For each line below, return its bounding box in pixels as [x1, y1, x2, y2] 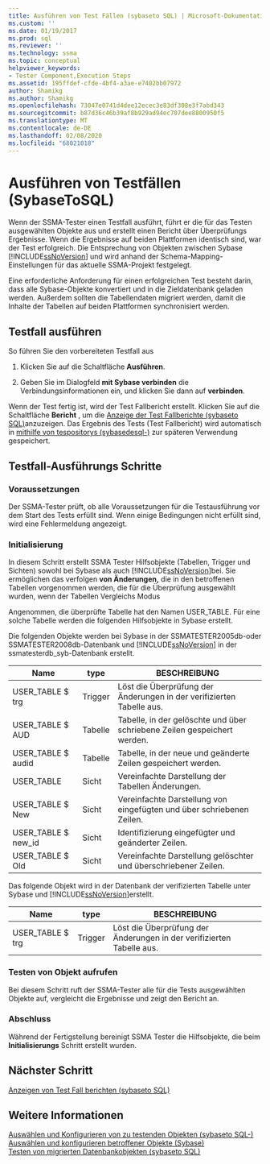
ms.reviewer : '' [8, 42, 63, 50]
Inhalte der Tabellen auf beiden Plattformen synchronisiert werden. [8, 301, 230, 311]
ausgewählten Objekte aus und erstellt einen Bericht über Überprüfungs [8, 226, 247, 236]
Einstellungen [8, 260, 54, 270]
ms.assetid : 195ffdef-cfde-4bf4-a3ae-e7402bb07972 [8, 79, 182, 87]
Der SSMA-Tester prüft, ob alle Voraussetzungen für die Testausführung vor [8, 501, 260, 512]
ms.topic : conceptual [8, 57, 81, 65]
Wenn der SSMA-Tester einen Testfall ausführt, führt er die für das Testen [8, 217, 252, 227]
